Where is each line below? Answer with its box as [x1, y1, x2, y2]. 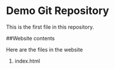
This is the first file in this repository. [6, 23, 94, 30]
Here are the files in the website [6, 46, 83, 53]
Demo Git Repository [6, 4, 110, 18]
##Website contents [6, 34, 55, 42]
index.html [14, 57, 40, 64]
